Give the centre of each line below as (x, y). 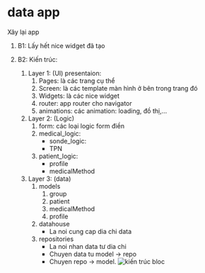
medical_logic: (60, 133)
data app (34, 12)
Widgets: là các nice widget (79, 96)
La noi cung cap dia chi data (90, 231)
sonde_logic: (68, 141)
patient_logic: (58, 156)
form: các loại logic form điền (82, 126)
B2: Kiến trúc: (37, 59)
